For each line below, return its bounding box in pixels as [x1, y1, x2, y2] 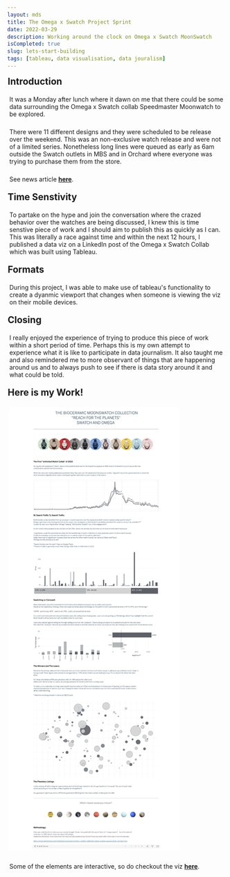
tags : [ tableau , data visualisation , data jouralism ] [7, 56, 166, 63]
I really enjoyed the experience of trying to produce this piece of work [9, 334, 209, 342]
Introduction [8, 75, 62, 87]
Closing [8, 313, 42, 326]
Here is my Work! [8, 386, 84, 398]
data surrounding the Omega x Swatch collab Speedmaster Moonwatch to [9, 102, 221, 110]
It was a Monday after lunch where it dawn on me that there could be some [9, 95, 224, 104]
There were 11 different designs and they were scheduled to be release [9, 127, 211, 136]
